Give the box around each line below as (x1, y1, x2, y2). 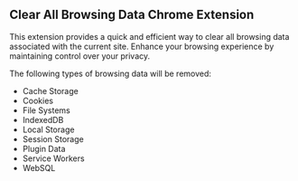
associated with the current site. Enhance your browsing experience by (9, 41, 275, 52)
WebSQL (22, 162, 56, 173)
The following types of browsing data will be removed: (9, 68, 212, 79)
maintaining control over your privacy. (9, 50, 151, 62)
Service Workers (22, 153, 85, 164)
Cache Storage (22, 85, 79, 96)
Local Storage (22, 124, 75, 135)
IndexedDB (22, 114, 64, 125)
